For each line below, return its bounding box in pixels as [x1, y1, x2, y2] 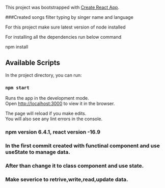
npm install [5, 44, 29, 50]
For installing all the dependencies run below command [5, 34, 122, 40]
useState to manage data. [5, 148, 70, 155]
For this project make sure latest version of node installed [5, 24, 126, 30]
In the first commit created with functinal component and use [5, 142, 160, 149]
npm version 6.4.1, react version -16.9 [5, 128, 101, 136]
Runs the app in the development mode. [5, 95, 89, 101]
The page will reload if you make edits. [5, 111, 87, 117]
